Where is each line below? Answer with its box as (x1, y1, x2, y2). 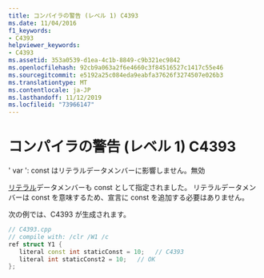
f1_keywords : (8, 26, 52, 34)
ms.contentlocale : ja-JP (8, 85, 91, 94)
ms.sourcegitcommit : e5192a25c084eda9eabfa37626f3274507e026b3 (8, 71, 224, 79)
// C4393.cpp (8, 225, 52, 234)
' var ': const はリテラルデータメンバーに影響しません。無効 (8, 165, 206, 176)
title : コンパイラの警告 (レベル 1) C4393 (8, 11, 138, 20)
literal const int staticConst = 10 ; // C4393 (18, 248, 184, 256)
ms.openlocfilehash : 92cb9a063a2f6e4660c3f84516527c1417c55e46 (8, 64, 224, 72)
